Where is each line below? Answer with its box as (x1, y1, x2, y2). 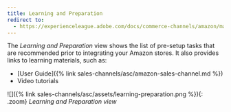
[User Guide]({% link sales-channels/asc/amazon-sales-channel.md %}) (16, 69, 223, 78)
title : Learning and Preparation (7, 10, 103, 17)
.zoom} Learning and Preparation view (7, 98, 117, 106)
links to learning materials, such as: (7, 56, 107, 65)
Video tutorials (16, 77, 59, 85)
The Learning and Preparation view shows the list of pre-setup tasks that (7, 42, 215, 50)
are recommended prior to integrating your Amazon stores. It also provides (7, 49, 219, 57)
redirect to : (7, 16, 45, 23)
